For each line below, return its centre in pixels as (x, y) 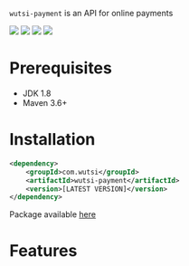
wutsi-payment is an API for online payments (91, 13)
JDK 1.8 (37, 93)
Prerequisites (61, 68)
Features (43, 251)
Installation (52, 140)
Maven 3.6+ (45, 102)
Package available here (53, 214)
